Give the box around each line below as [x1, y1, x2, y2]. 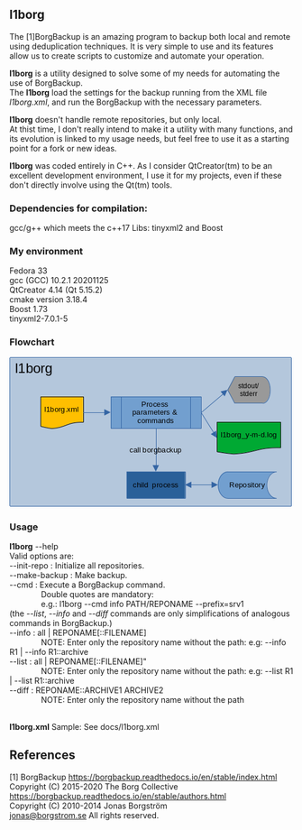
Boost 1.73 [9, 304, 48, 315]
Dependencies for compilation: [9, 202, 148, 215]
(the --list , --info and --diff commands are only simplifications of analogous [9, 608, 290, 619]
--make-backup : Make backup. [9, 570, 128, 580]
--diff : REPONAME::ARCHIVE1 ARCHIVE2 [9, 685, 164, 696]
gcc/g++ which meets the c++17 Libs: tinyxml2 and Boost [9, 223, 224, 234]
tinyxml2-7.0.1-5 [9, 313, 69, 324]
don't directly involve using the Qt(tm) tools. [9, 180, 173, 190]
